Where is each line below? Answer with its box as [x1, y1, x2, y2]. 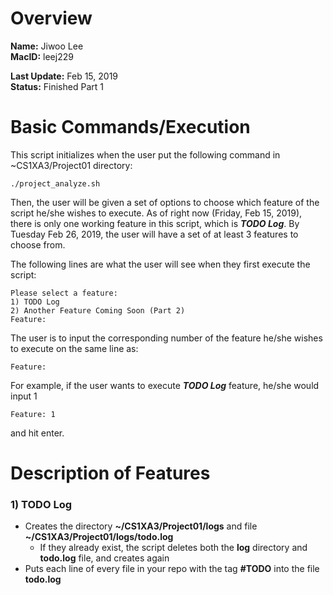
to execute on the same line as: [10, 342, 139, 354]
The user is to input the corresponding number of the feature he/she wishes [10, 332, 323, 344]
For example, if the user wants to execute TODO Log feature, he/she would [10, 379, 320, 391]
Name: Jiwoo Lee [10, 40, 84, 52]
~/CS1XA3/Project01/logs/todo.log [24, 531, 174, 543]
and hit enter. [10, 427, 65, 439]
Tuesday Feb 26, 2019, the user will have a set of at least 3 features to [10, 228, 299, 240]
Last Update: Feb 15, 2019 [10, 70, 119, 82]
